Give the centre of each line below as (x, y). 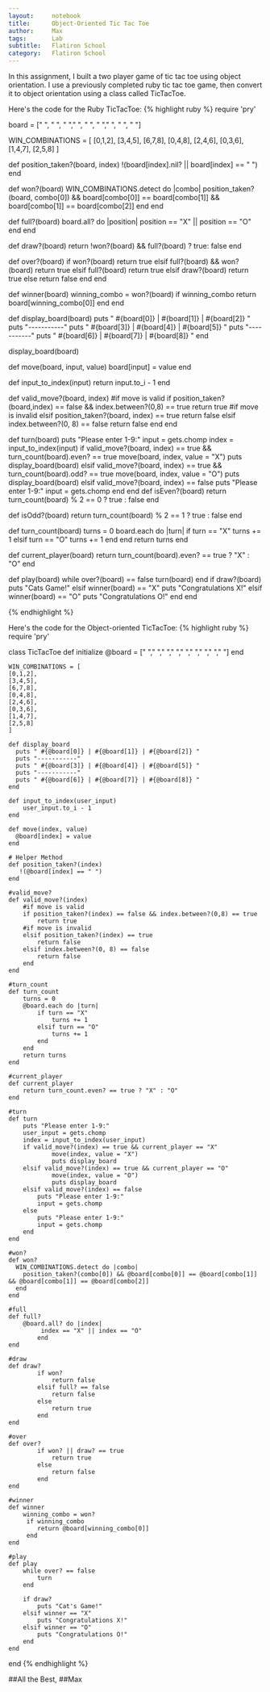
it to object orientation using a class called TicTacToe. (98, 93)
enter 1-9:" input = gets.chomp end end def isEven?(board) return (118, 491)
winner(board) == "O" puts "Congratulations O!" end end (103, 597)
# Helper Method (35, 857)
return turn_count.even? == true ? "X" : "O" (101, 1091)
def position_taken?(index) (56, 865)
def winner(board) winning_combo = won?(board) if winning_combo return (132, 294)
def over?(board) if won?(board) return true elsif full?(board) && (114, 262)
